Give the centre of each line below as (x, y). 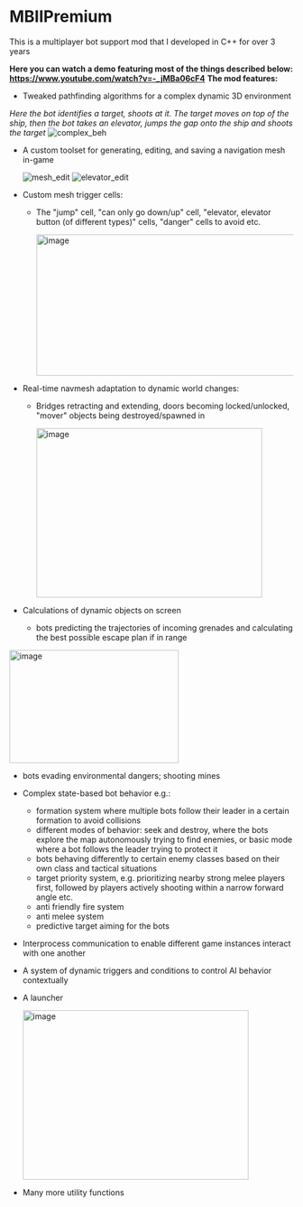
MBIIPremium (61, 17)
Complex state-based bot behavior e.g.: (96, 793)
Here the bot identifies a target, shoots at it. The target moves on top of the (149, 113)
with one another (54, 953)
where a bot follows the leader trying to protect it (127, 849)
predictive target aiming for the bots (102, 926)
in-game (38, 159)
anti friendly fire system (80, 906)
